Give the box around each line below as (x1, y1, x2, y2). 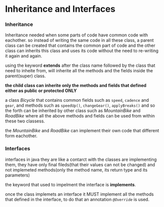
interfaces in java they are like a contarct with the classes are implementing (5, 156, 157, 162)
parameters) (5, 172, 30, 178)
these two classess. (5, 118, 45, 124)
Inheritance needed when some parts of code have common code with (5, 32, 148, 38)
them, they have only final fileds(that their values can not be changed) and (5, 161, 155, 168)
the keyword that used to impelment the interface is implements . (5, 181, 136, 187)
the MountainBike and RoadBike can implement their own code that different (5, 128, 159, 134)
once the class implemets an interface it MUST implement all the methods (5, 191, 154, 197)
